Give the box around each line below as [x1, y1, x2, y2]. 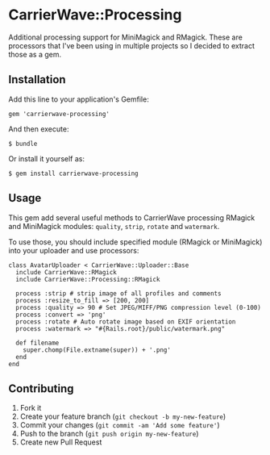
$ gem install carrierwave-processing [8, 169, 139, 177]
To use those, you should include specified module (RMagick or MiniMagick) [8, 236, 263, 247]
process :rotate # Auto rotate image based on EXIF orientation [15, 317, 236, 326]
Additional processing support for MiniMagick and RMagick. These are [8, 32, 243, 42]
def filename [15, 339, 60, 347]
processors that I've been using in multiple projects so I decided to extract [8, 40, 255, 50]
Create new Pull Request [19, 437, 102, 447]
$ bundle [8, 140, 38, 148]
